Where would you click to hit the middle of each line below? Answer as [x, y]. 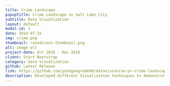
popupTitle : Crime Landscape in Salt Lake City [56, 15]
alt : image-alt [21, 48]
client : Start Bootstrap [31, 57]
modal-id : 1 [18, 29]
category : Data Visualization [37, 62]
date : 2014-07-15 [24, 33]
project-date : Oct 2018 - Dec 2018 [43, 52]
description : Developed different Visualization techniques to [73, 76]
